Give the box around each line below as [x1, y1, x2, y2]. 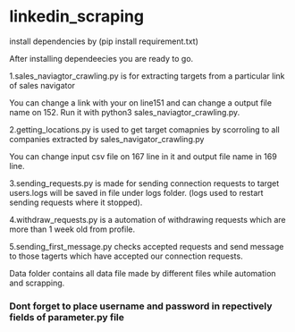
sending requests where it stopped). [9, 197, 143, 208]
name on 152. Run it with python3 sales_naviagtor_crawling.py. [9, 106, 240, 117]
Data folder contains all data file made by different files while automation [9, 268, 276, 278]
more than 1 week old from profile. [9, 224, 136, 234]
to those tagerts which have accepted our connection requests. [9, 251, 243, 261]
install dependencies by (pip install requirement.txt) [9, 36, 199, 47]
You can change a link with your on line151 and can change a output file [9, 97, 273, 108]
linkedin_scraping [9, 6, 145, 27]
